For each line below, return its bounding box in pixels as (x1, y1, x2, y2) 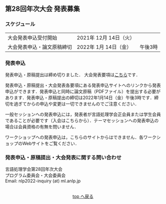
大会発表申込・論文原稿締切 (7, 44, 73, 51)
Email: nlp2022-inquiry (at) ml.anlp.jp (5, 178, 81, 184)
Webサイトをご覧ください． (22, 140, 80, 146)
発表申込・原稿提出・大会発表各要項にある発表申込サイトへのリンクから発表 (5, 82, 161, 88)
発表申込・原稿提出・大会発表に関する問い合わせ (5, 154, 122, 161)
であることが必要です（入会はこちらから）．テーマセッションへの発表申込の (5, 117, 159, 123)
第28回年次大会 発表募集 (5, 4, 80, 13)
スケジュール (5, 21, 36, 28)
